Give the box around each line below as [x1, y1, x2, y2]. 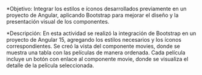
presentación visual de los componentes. [6, 18, 110, 25]
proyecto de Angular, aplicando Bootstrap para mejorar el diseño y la [6, 11, 179, 19]
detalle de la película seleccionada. [6, 62, 94, 69]
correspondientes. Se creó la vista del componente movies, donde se [6, 42, 181, 50]
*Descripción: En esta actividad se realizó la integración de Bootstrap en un [6, 30, 197, 37]
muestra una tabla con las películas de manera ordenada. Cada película [6, 49, 186, 56]
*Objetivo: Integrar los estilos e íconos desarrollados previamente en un [6, 5, 187, 12]
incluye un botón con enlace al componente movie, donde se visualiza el [6, 56, 189, 62]
